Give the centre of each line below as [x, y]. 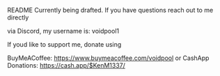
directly [18, 17]
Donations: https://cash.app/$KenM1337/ [66, 65]
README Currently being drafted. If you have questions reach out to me [110, 10]
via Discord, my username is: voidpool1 [63, 31]
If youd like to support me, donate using [64, 44]
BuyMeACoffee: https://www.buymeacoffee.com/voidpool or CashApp [108, 58]
